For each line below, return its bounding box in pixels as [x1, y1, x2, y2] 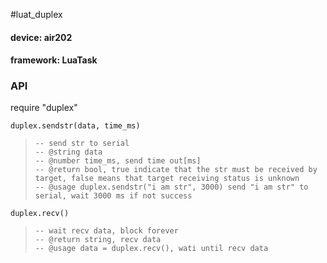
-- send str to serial [34, 139, 130, 149]
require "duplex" [10, 102, 78, 114]
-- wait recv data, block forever [34, 226, 179, 236]
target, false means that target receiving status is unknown [34, 174, 300, 184]
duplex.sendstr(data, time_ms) [10, 121, 141, 131]
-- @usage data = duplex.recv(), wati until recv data [34, 244, 269, 254]
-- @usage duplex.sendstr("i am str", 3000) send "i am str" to [34, 182, 309, 193]
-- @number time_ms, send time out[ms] [34, 156, 202, 166]
